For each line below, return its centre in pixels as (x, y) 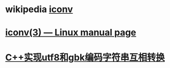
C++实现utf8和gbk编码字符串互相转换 (85, 57)
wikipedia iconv (39, 9)
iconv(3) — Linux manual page (71, 33)
